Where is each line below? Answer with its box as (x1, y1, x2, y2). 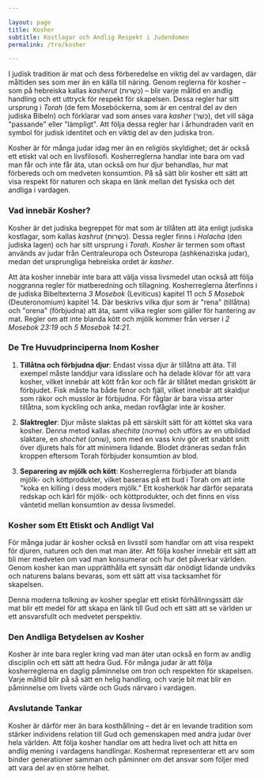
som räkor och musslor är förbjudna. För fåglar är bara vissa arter (19, 393, 233, 403)
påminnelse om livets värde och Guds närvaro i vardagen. (8, 683, 196, 693)
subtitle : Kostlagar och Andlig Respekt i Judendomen (8, 33, 190, 41)
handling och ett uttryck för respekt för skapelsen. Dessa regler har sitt (8, 94, 240, 104)
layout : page (8, 18, 51, 26)
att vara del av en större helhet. (8, 762, 111, 772)
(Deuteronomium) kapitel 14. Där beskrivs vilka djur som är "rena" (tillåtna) (8, 297, 251, 307)
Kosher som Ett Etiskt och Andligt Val (8, 520, 154, 531)
